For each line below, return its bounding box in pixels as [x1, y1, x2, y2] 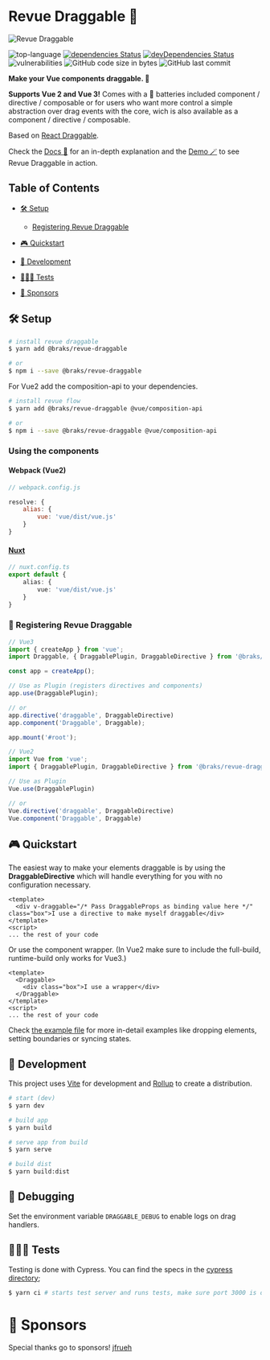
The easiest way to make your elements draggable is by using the [8, 863, 226, 872]
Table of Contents [8, 181, 100, 196]
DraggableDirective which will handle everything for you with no [8, 872, 223, 881]
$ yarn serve [8, 1146, 52, 1154]
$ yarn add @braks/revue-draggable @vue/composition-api [8, 404, 203, 413]
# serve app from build [8, 1138, 88, 1146]
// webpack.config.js [8, 483, 81, 492]
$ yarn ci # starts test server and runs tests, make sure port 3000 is [8, 1288, 257, 1296]
